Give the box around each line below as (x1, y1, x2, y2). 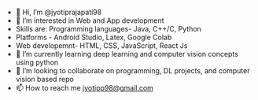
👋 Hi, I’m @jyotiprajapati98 (15, 8, 102, 17)
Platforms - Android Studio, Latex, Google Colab (15, 32, 172, 42)
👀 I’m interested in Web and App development (15, 16, 164, 25)
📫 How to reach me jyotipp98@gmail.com (15, 83, 153, 92)
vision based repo (15, 75, 75, 83)
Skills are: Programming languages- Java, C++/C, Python (15, 24, 202, 33)
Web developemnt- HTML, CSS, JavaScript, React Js (15, 41, 188, 50)
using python (15, 57, 59, 67)
